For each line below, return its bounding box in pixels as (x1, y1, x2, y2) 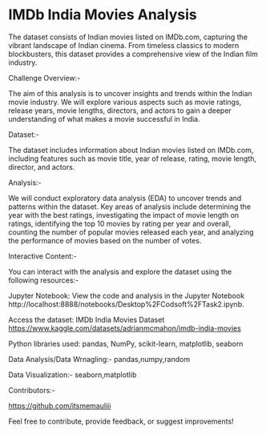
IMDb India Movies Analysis (8, 6, 198, 24)
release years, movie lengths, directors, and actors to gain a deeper (8, 106, 232, 115)
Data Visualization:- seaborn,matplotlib (8, 370, 137, 380)
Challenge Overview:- (8, 73, 81, 82)
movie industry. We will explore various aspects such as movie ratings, (8, 97, 242, 106)
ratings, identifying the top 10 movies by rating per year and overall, (8, 219, 232, 228)
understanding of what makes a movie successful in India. (8, 114, 200, 123)
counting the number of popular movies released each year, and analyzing (8, 227, 254, 237)
